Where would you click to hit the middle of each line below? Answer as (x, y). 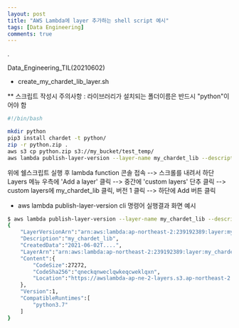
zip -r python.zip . (38, 144)
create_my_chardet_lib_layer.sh (63, 82)
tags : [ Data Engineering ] (46, 27)
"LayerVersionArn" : (49, 232)
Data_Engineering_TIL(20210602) (56, 68)
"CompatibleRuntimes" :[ (55, 298)
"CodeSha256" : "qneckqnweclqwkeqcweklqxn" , (97, 272)
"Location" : (51, 278)
